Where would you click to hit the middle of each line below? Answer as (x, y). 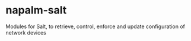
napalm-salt (36, 10)
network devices (26, 32)
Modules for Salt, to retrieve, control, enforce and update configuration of (95, 26)
